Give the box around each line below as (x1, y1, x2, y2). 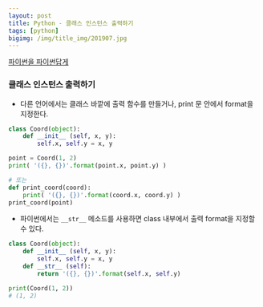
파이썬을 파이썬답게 (8, 57, 69, 67)
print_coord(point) (8, 198, 74, 207)
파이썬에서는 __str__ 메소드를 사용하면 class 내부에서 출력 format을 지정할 (19, 214, 255, 224)
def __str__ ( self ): (22, 262, 91, 271)
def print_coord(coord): (8, 184, 91, 192)
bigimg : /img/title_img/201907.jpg (8, 34, 127, 42)
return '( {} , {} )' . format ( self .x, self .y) (37, 269, 181, 277)
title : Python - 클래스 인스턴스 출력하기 (8, 19, 134, 27)
